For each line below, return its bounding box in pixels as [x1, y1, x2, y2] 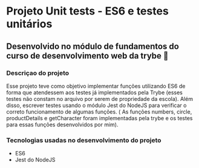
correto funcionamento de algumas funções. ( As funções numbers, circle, [6, 108, 192, 115]
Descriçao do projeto [6, 68, 70, 77]
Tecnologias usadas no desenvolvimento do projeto [6, 136, 161, 144]
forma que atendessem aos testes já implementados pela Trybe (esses [6, 89, 183, 96]
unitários [6, 17, 53, 31]
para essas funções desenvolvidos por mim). [6, 121, 119, 128]
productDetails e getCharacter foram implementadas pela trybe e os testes [6, 114, 193, 121]
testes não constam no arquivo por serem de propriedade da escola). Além [6, 95, 194, 102]
